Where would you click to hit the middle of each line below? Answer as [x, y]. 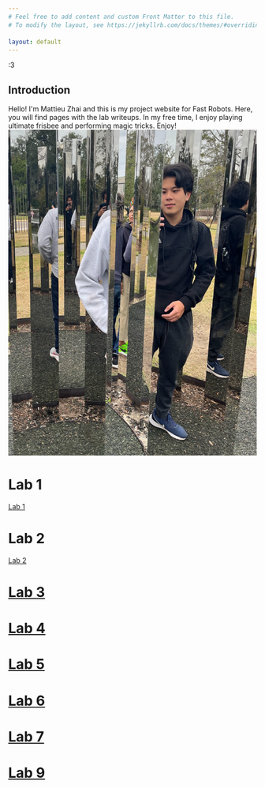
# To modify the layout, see [56, 25]
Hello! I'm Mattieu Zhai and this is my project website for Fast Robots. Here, [131, 109]
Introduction [39, 90]
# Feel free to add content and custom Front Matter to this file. [121, 17]
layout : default [35, 42]
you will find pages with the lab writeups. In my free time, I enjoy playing [125, 118]
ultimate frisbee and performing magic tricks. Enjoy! [93, 126]
